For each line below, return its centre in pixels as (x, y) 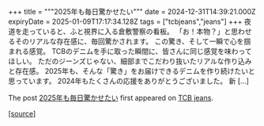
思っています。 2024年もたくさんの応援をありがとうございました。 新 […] (128, 81)
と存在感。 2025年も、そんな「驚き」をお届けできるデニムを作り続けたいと (132, 71)
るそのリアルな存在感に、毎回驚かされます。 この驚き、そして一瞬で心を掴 (130, 41)
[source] (22, 114)
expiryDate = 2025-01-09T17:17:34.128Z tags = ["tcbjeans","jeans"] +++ (125, 21)
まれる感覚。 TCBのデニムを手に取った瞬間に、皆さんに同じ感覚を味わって (130, 51)
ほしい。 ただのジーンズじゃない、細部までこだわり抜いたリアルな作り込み (130, 61)
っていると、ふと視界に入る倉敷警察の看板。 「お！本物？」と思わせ (140, 31)
